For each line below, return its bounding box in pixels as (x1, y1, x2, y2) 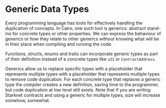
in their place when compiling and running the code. (5, 41, 112, 47)
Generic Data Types (5, 3, 89, 15)
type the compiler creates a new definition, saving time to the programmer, (5, 81, 159, 88)
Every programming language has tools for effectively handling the (5, 20, 142, 26)
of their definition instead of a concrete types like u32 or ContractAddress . (5, 56, 156, 62)
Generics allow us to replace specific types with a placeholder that (5, 66, 142, 72)
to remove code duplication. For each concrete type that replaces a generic (5, 76, 161, 82)
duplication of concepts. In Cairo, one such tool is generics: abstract (5, 25, 146, 31)
